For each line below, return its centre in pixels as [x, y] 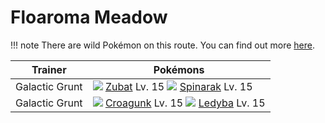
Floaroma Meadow [89, 17]
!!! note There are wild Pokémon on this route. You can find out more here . [162, 45]
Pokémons [179, 69]
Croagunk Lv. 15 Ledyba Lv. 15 [185, 103]
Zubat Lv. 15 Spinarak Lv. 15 [178, 86]
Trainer [49, 69]
